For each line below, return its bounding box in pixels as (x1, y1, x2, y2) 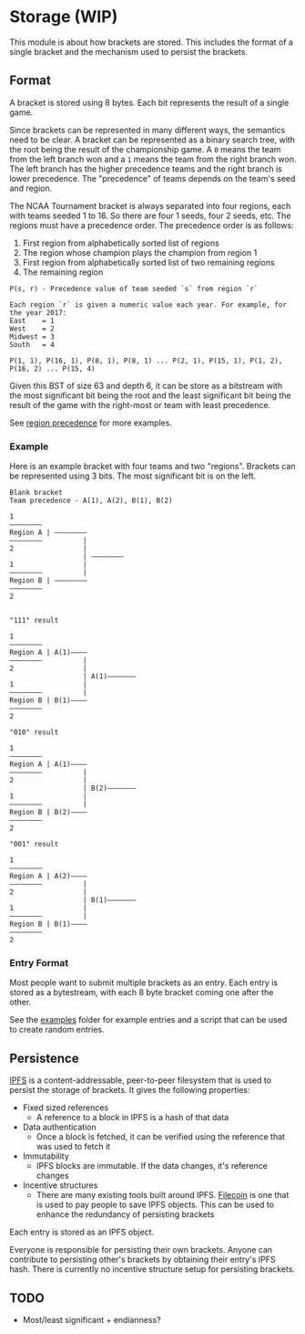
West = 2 (9, 324, 55, 333)
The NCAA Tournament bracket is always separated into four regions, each (9, 200, 291, 211)
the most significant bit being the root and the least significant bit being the (9, 390, 291, 401)
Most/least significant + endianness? (22, 1314, 161, 1325)
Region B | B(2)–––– (9, 808, 88, 817)
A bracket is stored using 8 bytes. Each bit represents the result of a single (9, 97, 290, 108)
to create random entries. (9, 1024, 105, 1035)
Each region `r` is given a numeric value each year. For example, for (9, 299, 287, 310)
